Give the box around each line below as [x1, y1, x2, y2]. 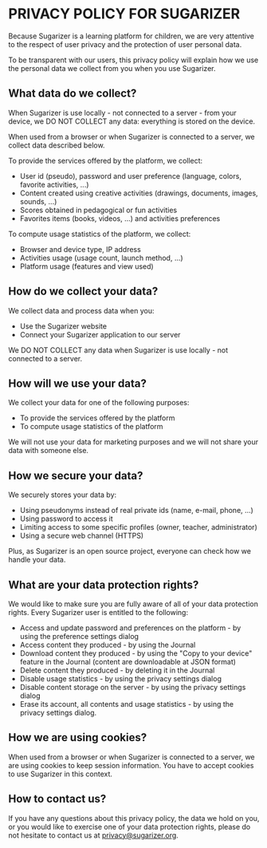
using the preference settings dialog [19, 632, 139, 641]
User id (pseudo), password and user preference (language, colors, [19, 171, 241, 180]
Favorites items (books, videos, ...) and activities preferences [19, 213, 221, 223]
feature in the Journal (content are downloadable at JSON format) [19, 657, 237, 666]
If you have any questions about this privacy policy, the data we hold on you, [8, 813, 260, 822]
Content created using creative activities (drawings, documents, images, [19, 188, 258, 198]
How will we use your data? [8, 377, 147, 390]
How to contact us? [8, 792, 107, 806]
